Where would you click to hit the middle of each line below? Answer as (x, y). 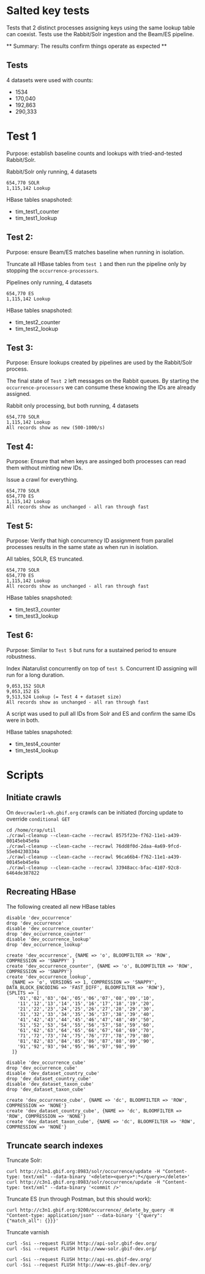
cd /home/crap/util (31, 830)
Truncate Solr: (24, 1160)
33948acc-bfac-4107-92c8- (149, 868)
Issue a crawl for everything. (42, 480)
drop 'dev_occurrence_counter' (46, 934)
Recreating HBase (41, 892)
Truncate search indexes (55, 1146)
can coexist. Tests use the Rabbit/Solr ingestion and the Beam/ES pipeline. (100, 34)
